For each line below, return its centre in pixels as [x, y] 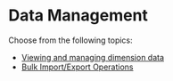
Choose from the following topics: [70, 40]
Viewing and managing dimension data [93, 57]
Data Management [78, 16]
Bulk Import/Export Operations [77, 67]
